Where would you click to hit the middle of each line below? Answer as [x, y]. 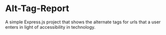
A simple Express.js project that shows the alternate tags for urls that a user [83, 22]
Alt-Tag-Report [37, 9]
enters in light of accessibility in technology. [50, 27]
